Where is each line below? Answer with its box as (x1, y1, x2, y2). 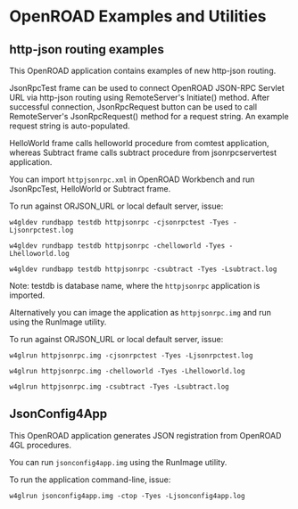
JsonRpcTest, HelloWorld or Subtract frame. (9, 184, 171, 193)
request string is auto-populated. (9, 120, 131, 131)
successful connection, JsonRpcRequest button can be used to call (9, 102, 257, 112)
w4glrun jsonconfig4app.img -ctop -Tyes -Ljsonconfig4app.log (9, 491, 245, 500)
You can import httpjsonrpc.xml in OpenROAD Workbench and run (9, 174, 255, 185)
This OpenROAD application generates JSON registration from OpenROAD (9, 430, 282, 440)
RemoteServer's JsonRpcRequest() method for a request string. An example (9, 111, 289, 121)
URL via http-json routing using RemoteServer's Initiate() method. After (9, 92, 270, 103)
